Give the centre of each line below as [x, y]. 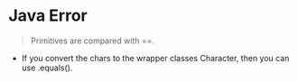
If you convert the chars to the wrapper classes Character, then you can [155, 58]
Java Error [48, 16]
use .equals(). [47, 68]
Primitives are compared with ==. [93, 41]
